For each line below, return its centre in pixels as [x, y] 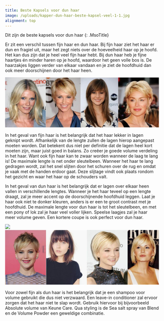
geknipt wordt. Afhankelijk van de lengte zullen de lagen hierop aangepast [80, 140]
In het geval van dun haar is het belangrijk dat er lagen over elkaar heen [77, 186]
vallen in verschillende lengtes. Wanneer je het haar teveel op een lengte [78, 192]
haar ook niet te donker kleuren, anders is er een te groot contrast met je [78, 202]
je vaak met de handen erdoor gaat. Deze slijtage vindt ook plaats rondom [79, 171]
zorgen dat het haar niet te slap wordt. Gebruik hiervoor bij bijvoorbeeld [77, 302]
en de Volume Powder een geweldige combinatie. [55, 313]
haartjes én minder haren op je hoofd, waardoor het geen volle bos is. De [79, 60]
